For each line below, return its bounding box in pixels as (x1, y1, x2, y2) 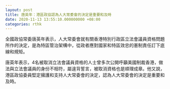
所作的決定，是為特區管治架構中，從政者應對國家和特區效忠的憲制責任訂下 (5, 42, 160, 49)
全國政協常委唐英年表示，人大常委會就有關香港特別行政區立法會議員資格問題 (5, 36, 165, 42)
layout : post (5, 7, 33, 13)
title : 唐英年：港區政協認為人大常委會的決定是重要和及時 (5, 12, 112, 17)
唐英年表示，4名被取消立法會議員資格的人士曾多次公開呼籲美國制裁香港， (5, 59, 159, 66)
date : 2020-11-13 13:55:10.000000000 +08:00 (5, 17, 101, 22)
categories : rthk (5, 21, 42, 27)
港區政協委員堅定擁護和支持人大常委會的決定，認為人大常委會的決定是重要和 (5, 72, 165, 78)
